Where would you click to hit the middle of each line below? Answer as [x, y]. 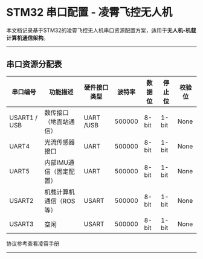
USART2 [22, 200]
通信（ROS [60, 201]
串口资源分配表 [34, 64]
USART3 [22, 224]
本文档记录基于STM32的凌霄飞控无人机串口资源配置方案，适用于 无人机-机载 [101, 30]
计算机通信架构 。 [27, 37]
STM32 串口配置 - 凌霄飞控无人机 [89, 12]
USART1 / [24, 117]
